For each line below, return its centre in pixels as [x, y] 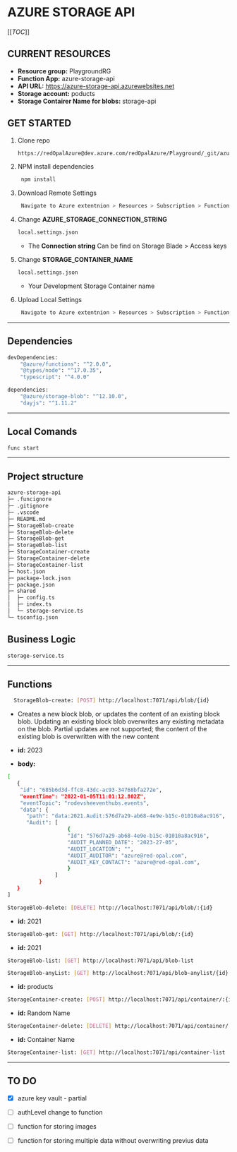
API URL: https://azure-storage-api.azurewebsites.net [96, 86]
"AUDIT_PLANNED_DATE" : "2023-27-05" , [123, 842]
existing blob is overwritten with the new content [88, 737]
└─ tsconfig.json [33, 617]
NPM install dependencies [55, 167]
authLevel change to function [60, 1112]
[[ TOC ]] [18, 32]
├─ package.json [31, 584]
